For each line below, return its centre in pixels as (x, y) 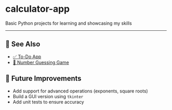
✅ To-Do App (27, 57)
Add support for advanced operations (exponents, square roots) (80, 91)
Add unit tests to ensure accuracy (48, 102)
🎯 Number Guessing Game (41, 62)
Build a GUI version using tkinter (48, 96)
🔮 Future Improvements (44, 78)
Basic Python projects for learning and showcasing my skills (69, 23)
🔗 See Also (23, 44)
